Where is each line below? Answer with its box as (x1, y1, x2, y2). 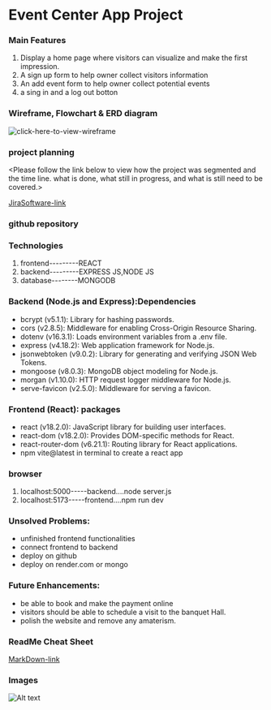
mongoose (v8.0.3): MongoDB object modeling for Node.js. (19, 366, 218, 376)
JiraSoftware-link (8, 198, 67, 208)
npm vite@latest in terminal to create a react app (19, 448, 183, 458)
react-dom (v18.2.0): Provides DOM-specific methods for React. (19, 430, 234, 440)
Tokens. (19, 357, 47, 367)
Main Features (8, 35, 67, 46)
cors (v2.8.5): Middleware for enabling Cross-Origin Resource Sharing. (19, 323, 257, 333)
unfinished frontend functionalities (19, 534, 135, 544)
